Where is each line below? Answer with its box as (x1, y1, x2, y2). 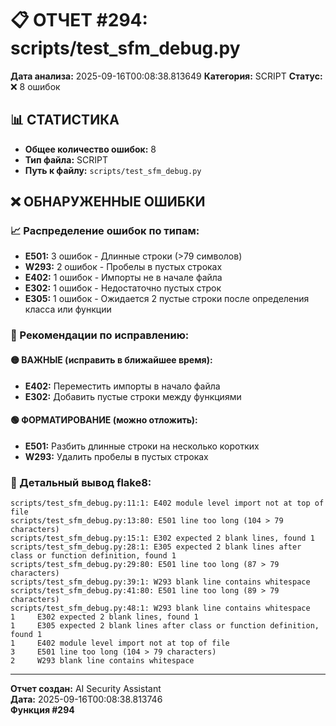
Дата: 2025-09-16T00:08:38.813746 (10, 693, 163, 706)
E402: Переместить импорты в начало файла (24, 380, 221, 392)
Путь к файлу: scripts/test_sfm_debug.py (24, 164, 202, 176)
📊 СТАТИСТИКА (10, 112, 120, 129)
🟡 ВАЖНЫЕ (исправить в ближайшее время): (10, 353, 213, 366)
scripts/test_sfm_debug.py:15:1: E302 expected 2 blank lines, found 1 (10, 533, 315, 544)
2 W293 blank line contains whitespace (10, 656, 195, 666)
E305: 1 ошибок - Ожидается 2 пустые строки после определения (24, 293, 310, 305)
